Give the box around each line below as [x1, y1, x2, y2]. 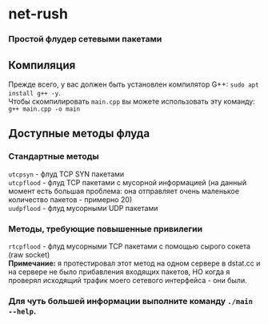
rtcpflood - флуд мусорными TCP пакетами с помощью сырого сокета [8, 241, 250, 251]
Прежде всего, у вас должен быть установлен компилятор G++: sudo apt [8, 79, 259, 89]
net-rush [8, 5, 68, 23]
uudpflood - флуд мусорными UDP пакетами [8, 203, 158, 213]
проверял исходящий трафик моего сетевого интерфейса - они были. [8, 275, 247, 285]
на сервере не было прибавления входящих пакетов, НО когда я [8, 266, 230, 277]
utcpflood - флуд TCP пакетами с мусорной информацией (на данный [8, 177, 246, 187]
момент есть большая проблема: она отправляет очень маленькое [8, 186, 240, 196]
